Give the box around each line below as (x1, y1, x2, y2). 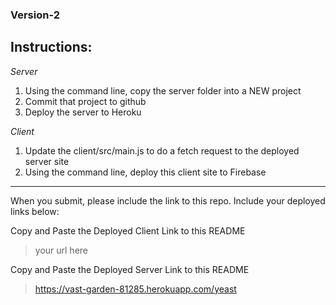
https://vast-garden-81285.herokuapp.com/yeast (34, 283, 237, 295)
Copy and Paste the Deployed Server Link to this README (10, 263, 250, 275)
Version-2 (10, 8, 61, 22)
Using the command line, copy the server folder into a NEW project (24, 84, 302, 97)
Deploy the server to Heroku (24, 106, 142, 118)
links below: (10, 205, 60, 217)
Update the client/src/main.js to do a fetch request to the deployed (24, 144, 300, 157)
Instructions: (10, 39, 93, 56)
